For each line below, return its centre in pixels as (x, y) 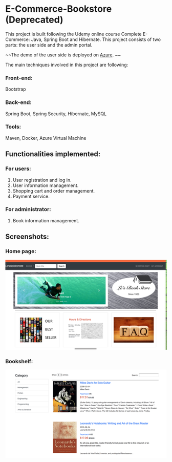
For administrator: (28, 209)
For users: (18, 169)
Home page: (21, 251)
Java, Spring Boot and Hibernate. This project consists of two (96, 39)
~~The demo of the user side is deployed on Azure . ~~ (63, 55)
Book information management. (46, 220)
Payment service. (31, 196)
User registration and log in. (42, 180)
